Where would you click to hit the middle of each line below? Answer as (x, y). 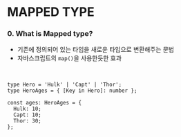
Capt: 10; (27, 115)
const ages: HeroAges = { (44, 103)
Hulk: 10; (27, 109)
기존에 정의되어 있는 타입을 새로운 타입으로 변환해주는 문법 (96, 50)
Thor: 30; (27, 121)
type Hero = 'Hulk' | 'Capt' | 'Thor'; (65, 85)
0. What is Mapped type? (50, 34)
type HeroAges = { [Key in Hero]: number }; (72, 91)
